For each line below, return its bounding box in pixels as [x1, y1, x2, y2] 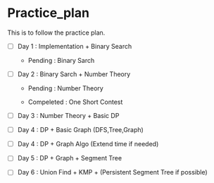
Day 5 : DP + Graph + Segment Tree [17, 154, 122, 163]
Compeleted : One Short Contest [27, 98, 123, 107]
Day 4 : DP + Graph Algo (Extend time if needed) [17, 140, 159, 148]
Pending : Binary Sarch [27, 57, 95, 64]
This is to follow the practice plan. [7, 28, 106, 37]
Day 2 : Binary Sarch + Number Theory [17, 70, 131, 78]
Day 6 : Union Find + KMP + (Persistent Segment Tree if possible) [17, 168, 208, 177]
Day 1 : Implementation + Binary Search [17, 42, 132, 50]
